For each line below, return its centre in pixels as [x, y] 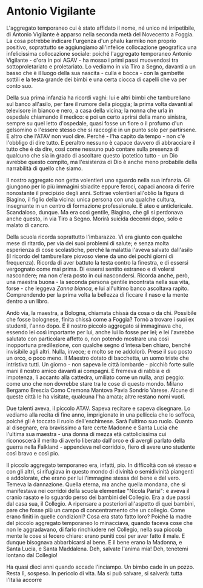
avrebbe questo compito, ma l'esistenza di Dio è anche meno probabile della [102, 162]
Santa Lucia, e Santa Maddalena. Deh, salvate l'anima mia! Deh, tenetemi [97, 549]
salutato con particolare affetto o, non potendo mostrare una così [88, 339]
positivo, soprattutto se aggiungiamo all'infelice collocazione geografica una [101, 47]
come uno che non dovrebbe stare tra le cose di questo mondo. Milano [95, 383]
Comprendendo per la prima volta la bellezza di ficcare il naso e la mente [98, 294]
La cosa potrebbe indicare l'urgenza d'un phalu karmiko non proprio [92, 41]
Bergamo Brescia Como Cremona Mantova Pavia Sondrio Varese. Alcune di [100, 390]
